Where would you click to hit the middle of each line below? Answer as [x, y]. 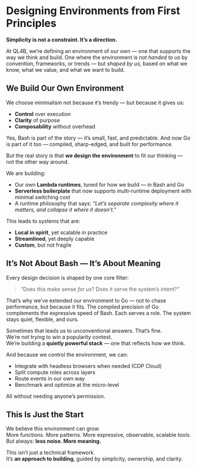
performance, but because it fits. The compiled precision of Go [82, 307]
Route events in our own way [50, 379]
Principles [31, 23]
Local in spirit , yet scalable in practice [61, 232]
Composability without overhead [55, 126]
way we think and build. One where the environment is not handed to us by [97, 57]
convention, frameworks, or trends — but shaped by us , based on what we [97, 64]
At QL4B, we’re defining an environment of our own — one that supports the [98, 51]
